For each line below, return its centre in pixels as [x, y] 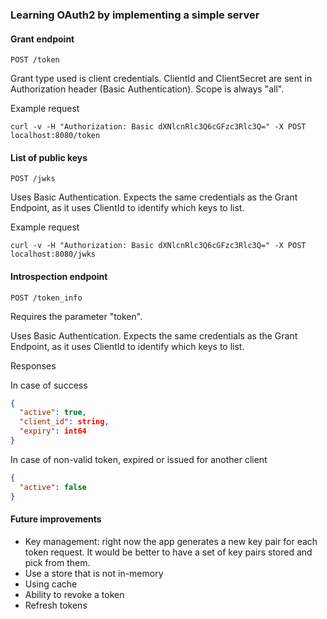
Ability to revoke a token [74, 594]
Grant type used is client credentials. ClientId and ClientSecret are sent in [161, 79]
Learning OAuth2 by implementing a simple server [135, 15]
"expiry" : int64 [53, 431]
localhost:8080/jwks [53, 254]
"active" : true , [53, 413]
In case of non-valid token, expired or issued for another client [139, 459]
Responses [33, 365]
